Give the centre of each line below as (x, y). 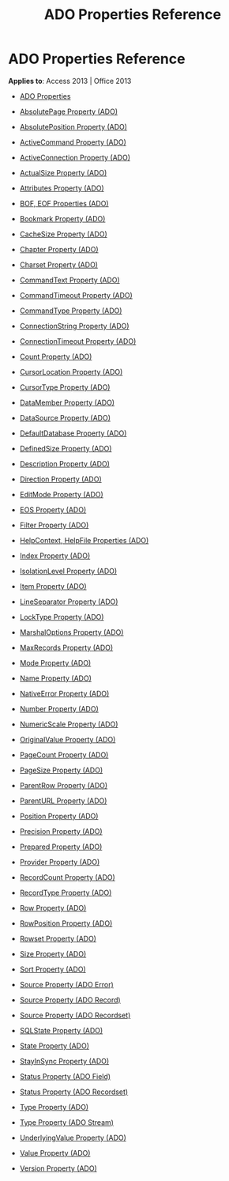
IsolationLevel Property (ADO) (68, 571)
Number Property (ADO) (59, 708)
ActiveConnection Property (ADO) (75, 157)
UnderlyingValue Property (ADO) (73, 1138)
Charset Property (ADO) (59, 264)
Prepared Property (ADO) (61, 847)
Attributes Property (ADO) (62, 188)
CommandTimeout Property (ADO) (76, 295)
